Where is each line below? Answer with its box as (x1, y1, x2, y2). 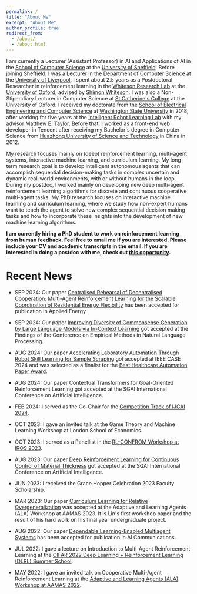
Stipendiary (6, 95, 34, 102)
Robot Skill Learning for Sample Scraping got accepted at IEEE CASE (14, 355, 181, 362)
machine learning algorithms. (6, 219, 77, 226)
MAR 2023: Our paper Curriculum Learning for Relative (14, 497, 148, 504)
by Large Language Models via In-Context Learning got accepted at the (14, 325, 189, 332)
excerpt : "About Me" (6, 19, 57, 25)
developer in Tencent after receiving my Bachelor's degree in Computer (6, 126, 180, 133)
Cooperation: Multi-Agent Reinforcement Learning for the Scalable (14, 295, 176, 302)
